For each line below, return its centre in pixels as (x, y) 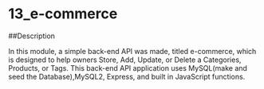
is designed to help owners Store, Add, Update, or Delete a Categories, (125, 60)
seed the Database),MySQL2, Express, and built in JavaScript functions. (127, 76)
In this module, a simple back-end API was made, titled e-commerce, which (132, 51)
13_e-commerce (63, 14)
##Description (32, 36)
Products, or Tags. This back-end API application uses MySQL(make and (128, 68)
